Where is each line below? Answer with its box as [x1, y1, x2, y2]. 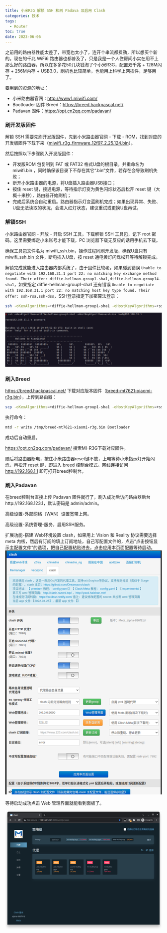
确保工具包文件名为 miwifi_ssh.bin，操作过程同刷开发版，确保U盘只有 [5, 247, 148, 254]
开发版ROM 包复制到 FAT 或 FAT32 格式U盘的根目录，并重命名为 [12, 161, 144, 167]
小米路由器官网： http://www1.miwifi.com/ [12, 95, 98, 101]
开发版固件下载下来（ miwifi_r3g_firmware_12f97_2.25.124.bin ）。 [5, 140, 136, 146]
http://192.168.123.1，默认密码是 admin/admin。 [5, 500, 102, 506]
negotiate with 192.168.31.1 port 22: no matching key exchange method [5, 271, 157, 276]
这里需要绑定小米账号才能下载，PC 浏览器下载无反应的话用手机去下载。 [13, 237, 161, 243]
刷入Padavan [5, 482, 37, 489]
